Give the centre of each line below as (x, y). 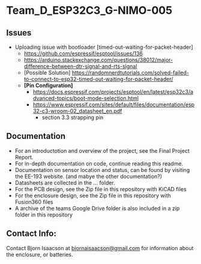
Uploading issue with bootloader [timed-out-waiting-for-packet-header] (104, 47)
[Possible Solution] (47, 72)
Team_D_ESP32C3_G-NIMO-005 (89, 11)
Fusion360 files (34, 201)
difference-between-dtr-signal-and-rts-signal (80, 66)
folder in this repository (44, 215)
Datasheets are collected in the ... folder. (65, 183)
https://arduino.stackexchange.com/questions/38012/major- (98, 60)
